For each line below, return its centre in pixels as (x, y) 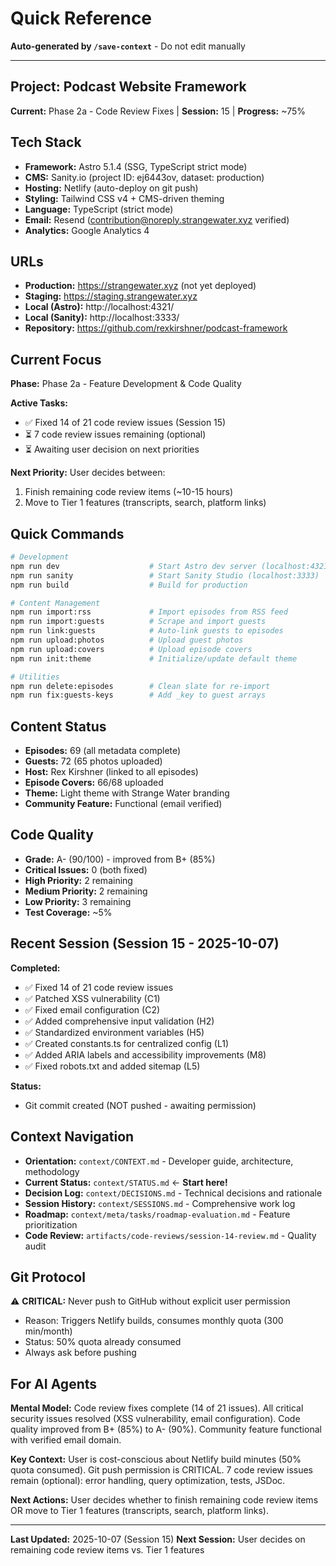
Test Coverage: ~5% (68, 912)
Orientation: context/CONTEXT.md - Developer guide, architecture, (159, 1161)
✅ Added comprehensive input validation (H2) (119, 1021)
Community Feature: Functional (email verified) (123, 804)
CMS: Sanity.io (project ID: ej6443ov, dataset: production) (144, 177)
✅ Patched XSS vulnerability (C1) (92, 998)
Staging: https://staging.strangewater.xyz (111, 296)
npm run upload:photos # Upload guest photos (127, 640)
